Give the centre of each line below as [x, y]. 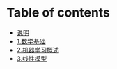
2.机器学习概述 [38, 50]
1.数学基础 [31, 41]
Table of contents [58, 13]
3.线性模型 [32, 58]
